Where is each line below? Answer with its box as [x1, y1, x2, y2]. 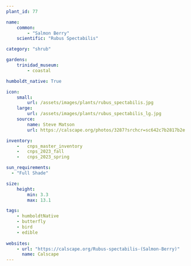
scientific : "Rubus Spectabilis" [16, 36, 99, 42]
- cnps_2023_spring [16, 154, 69, 160]
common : [16, 25, 35, 31]
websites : [6, 240, 31, 247]
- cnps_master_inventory [16, 143, 83, 149]
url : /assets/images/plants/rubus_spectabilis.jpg [27, 100, 154, 106]
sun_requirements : [6, 165, 51, 171]
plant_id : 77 [6, 8, 38, 15]
